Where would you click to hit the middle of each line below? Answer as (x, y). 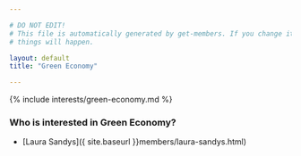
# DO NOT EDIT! (38, 25)
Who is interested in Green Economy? (93, 123)
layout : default (39, 58)
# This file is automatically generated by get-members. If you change (146, 33)
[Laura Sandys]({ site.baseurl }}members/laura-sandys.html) (134, 142)
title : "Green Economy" (54, 66)
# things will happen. (52, 42)
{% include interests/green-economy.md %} (91, 100)
